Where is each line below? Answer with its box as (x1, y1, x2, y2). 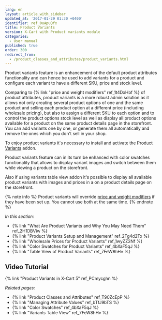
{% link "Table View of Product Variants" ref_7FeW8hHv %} (12, 249, 131, 255)
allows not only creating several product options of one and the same (5, 100, 143, 106)
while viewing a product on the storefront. (5, 165, 88, 171)
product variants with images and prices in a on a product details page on (5, 180, 152, 185)
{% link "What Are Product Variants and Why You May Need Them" (12, 223, 147, 229)
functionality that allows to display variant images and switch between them (5, 160, 156, 166)
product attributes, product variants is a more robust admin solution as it (5, 95, 149, 101)
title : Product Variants (5, 25, 55, 30)
